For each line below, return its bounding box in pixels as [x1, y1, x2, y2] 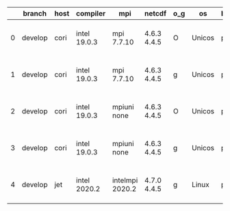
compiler [76, 9, 106, 18]
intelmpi [112, 175, 138, 185]
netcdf [144, 9, 167, 18]
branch [23, 9, 47, 18]
